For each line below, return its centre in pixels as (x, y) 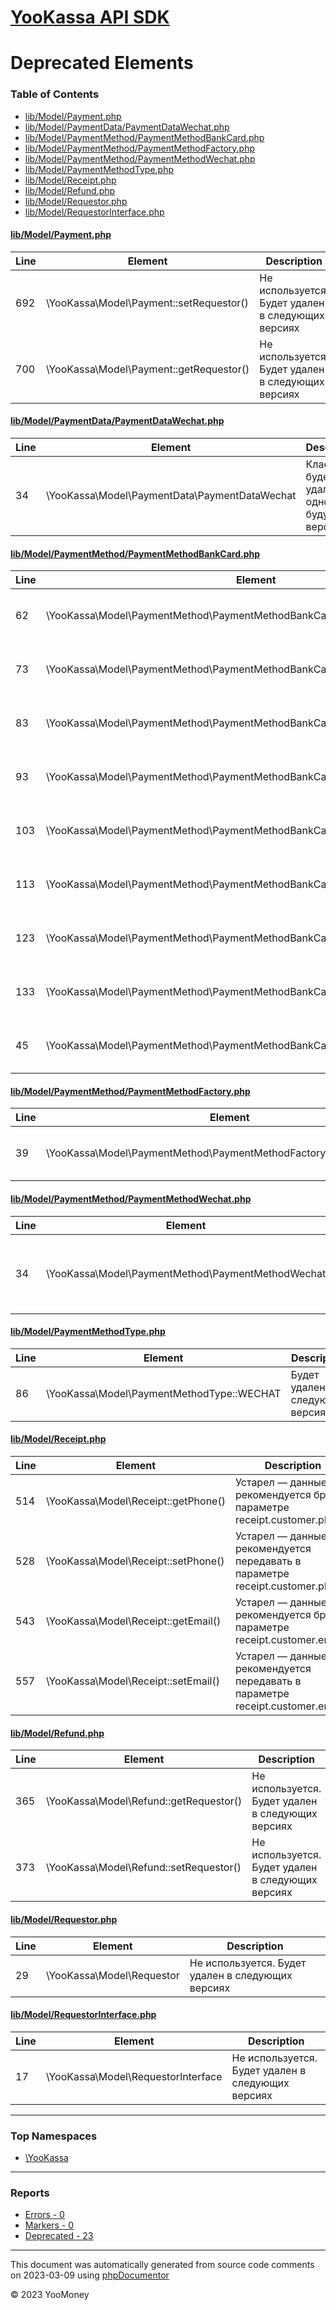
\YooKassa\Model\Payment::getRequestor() (147, 369)
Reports (30, 2193)
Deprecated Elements (102, 63)
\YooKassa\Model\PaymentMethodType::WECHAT (163, 1393)
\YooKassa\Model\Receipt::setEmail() (132, 1681)
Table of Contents (55, 94)
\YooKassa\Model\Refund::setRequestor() (143, 1868)
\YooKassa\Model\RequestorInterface (134, 2076)
